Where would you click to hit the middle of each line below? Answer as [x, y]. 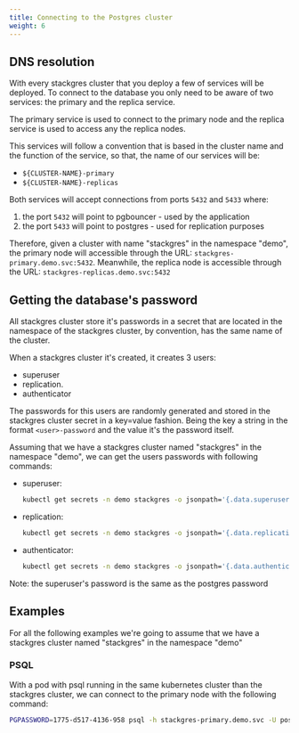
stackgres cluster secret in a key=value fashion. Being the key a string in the [149, 420]
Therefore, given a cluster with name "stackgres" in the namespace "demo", [149, 244]
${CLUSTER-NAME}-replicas [70, 183]
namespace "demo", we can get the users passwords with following [133, 457]
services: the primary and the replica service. [93, 102]
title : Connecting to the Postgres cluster [91, 17]
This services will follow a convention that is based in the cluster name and [146, 146]
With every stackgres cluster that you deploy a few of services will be [137, 83]
